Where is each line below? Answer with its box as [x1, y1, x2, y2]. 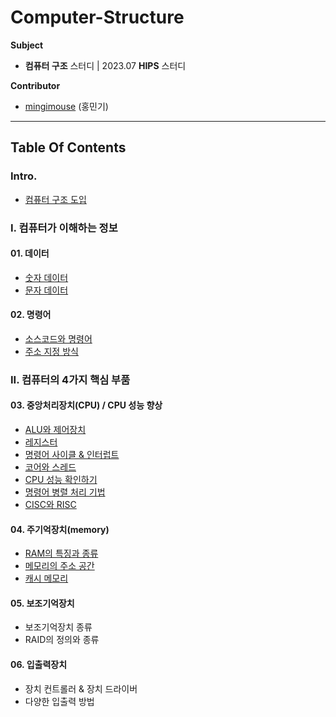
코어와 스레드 [24, 461, 77, 473]
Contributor [10, 79, 61, 91]
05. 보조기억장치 [10, 597, 75, 609]
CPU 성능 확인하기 [24, 474, 98, 486]
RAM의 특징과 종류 [24, 547, 99, 560]
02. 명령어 [10, 309, 52, 321]
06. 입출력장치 [10, 659, 68, 671]
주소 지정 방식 [24, 345, 79, 357]
